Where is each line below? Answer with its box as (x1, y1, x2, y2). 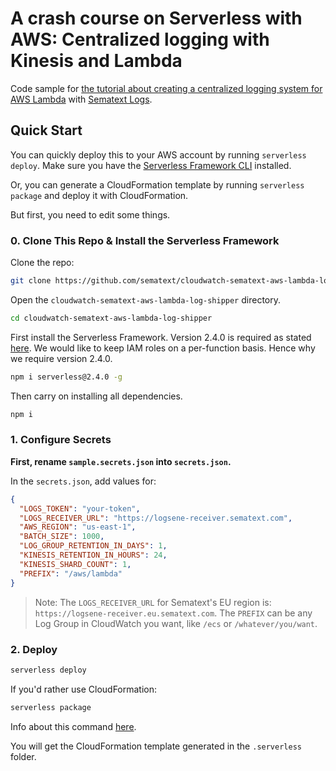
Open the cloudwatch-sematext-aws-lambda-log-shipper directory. (10, 293, 281, 306)
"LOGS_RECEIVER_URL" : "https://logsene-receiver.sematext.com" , (19, 513, 293, 523)
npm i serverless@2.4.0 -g (10, 372, 123, 382)
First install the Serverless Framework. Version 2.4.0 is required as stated (10, 331, 312, 343)
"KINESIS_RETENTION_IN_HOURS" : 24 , (19, 550, 168, 561)
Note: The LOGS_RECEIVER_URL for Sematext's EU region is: (34, 596, 272, 608)
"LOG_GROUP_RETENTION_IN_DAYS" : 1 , (19, 541, 168, 551)
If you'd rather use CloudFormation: (10, 683, 158, 695)
